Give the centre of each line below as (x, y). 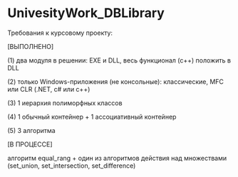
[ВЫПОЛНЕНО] (31, 46)
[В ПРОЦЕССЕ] (30, 144)
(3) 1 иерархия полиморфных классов (65, 103)
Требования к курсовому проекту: (60, 33)
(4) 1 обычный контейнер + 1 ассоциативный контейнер (92, 117)
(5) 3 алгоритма (31, 130)
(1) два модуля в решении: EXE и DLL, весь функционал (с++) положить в (119, 60)
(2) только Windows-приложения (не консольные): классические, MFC (116, 81)
